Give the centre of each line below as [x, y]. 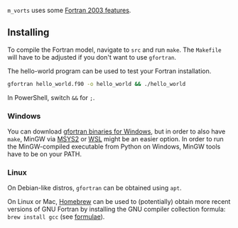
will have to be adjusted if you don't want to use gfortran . [92, 57]
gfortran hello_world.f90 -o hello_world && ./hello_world [97, 84]
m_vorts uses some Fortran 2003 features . [69, 10]
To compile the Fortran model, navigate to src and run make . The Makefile [114, 50]
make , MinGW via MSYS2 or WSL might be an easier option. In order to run [115, 139]
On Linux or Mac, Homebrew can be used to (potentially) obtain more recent [119, 202]
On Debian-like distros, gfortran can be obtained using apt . [94, 188]
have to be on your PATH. [45, 154]
